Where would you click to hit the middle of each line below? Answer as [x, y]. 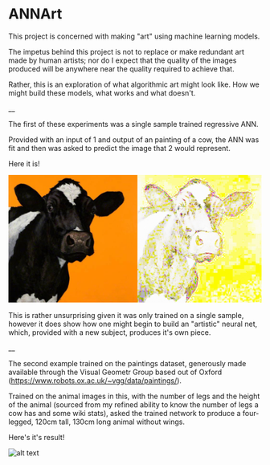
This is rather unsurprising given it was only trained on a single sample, [126, 316]
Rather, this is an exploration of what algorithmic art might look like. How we [134, 84]
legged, [21, 422]
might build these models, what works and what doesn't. [102, 92]
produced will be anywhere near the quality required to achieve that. [121, 68]
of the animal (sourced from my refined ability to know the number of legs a [133, 405]
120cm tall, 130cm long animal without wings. [110, 422]
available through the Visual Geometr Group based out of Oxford [115, 372]
